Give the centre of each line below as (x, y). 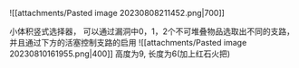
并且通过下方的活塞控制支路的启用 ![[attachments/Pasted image (128, 42)
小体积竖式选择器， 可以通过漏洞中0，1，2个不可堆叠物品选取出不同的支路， (152, 31)
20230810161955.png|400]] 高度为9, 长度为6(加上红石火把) (120, 54)
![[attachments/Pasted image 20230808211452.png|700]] (117, 13)
